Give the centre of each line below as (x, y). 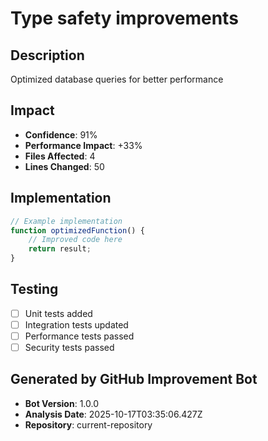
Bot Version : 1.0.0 (62, 403)
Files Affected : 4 (60, 156)
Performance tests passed (79, 336)
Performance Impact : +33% (83, 145)
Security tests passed (69, 347)
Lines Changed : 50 (64, 166)
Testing (34, 289)
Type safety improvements (124, 18)
